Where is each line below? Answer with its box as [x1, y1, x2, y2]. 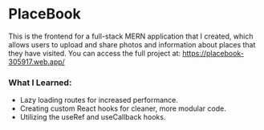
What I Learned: [8, 77, 72, 88]
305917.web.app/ [8, 57, 66, 67]
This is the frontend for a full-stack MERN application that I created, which [8, 31, 254, 41]
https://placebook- [181, 48, 245, 58]
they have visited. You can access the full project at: [8, 48, 181, 58]
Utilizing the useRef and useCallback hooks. [19, 112, 166, 122]
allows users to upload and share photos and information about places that [8, 39, 256, 49]
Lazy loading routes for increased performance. [19, 95, 179, 105]
